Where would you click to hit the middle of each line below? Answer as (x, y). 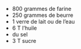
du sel (20, 34)
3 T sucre (24, 41)
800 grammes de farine (42, 9)
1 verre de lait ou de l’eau (43, 21)
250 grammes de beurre (43, 15)
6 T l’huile (24, 28)
